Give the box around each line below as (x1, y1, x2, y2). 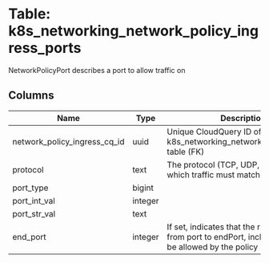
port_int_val (12, 195, 56, 206)
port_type (12, 182, 49, 193)
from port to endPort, (167, 231, 247, 242)
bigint (131, 182, 154, 193)
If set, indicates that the (167, 221, 255, 233)
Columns (8, 89, 54, 103)
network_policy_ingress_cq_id (12, 136, 125, 147)
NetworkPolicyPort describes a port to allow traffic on (8, 65, 186, 75)
